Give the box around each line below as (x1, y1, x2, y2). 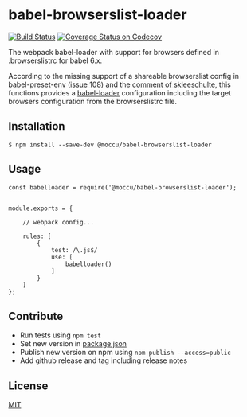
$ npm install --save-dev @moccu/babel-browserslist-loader (8, 141, 213, 149)
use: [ (50, 253, 73, 261)
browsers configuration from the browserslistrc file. (8, 96, 178, 106)
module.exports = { (8, 205, 73, 212)
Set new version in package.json (19, 339, 127, 349)
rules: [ (22, 232, 52, 240)
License (8, 379, 49, 392)
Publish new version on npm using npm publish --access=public (19, 348, 231, 357)
